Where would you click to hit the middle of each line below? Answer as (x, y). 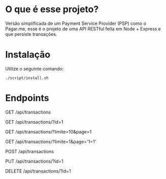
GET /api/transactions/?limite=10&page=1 (48, 132)
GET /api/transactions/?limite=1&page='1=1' (51, 141)
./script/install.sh (27, 78)
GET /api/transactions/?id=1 (34, 122)
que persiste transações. (31, 34)
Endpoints (27, 98)
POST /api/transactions (30, 151)
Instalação (28, 55)
